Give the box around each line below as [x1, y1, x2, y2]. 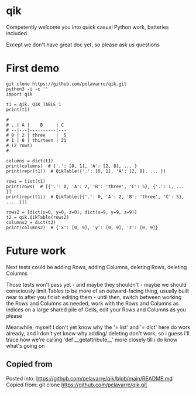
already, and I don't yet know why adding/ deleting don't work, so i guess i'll [6, 330, 190, 337]
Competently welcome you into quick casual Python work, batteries [6, 23, 169, 30]
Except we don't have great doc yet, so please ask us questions [6, 41, 160, 48]
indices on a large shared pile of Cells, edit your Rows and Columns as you [6, 306, 186, 313]
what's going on [6, 342, 45, 349]
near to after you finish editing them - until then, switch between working [6, 293, 182, 300]
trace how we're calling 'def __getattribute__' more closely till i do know [6, 336, 178, 343]
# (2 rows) [6, 142, 33, 148]
